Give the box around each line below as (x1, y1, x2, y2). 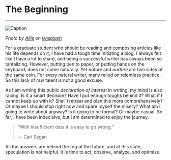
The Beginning (5, 4, 69, 15)
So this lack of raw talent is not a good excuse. (5, 77, 103, 83)
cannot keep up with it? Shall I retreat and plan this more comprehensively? (5, 98, 163, 104)
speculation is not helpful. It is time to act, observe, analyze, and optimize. (5, 149, 161, 155)
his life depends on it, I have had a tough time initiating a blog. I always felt (5, 50, 161, 56)
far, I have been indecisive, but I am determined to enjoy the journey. (5, 114, 149, 120)
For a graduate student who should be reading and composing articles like (5, 45, 161, 51)
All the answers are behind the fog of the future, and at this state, (5, 143, 142, 149)
